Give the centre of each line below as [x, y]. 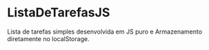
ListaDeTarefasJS [59, 13]
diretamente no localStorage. [48, 38]
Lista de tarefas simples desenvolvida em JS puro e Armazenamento [104, 32]
